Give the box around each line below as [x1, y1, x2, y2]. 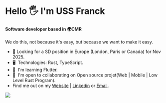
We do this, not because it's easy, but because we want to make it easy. [5, 39, 154, 45]
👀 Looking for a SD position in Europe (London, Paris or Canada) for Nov [12, 48, 161, 54]
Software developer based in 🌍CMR [5, 26, 82, 32]
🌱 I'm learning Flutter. [12, 67, 58, 73]
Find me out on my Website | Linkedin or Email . [12, 82, 109, 89]
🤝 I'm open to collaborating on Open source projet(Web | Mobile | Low [12, 72, 158, 78]
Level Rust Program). [12, 77, 56, 83]
